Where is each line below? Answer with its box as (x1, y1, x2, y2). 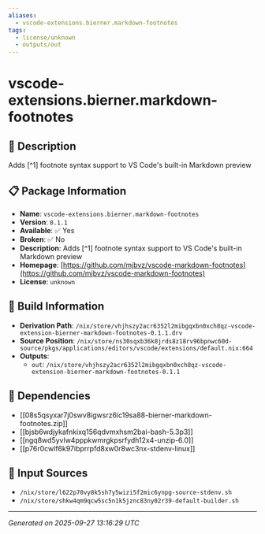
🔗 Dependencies (8, 389, 91, 402)
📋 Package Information (8, 184, 127, 198)
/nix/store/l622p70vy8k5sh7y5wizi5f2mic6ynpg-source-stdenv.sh (19, 489, 233, 497)
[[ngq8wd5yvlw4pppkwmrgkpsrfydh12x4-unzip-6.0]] (19, 435, 194, 445)
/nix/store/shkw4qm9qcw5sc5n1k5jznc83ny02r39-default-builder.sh (19, 497, 239, 505)
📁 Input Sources (8, 466, 88, 480)
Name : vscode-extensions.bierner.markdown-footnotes (19, 209, 200, 218)
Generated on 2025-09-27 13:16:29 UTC (8, 518, 140, 528)
